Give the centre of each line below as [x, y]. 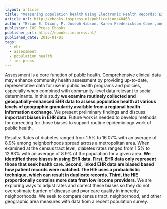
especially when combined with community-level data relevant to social [78, 91]
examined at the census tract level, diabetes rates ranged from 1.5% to [78, 148]
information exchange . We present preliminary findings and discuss [75, 112]
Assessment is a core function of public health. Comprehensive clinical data [83, 75]
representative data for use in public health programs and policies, [73, 86]
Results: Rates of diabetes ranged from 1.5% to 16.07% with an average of [81, 138]
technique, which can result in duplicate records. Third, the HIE [72, 175]
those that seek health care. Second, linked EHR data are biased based [80, 164]
